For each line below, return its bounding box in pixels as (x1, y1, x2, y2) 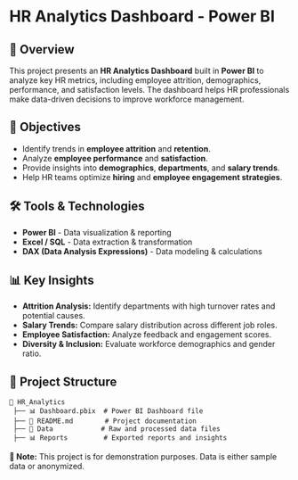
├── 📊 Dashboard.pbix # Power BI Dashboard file (12, 407, 204, 416)
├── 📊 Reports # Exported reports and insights (12, 434, 228, 443)
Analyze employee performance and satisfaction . (21, 153, 209, 163)
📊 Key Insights (9, 273, 95, 288)
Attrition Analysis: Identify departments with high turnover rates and (21, 301, 276, 311)
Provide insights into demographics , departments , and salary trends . (21, 162, 280, 173)
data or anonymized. (9, 461, 85, 472)
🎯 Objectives (9, 120, 82, 135)
